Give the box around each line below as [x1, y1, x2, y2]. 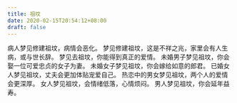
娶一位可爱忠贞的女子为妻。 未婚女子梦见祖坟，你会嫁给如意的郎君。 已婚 [7, 62, 223, 70]
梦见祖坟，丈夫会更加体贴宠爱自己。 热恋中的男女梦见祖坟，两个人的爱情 [13, 70, 228, 79]
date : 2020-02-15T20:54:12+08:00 [7, 17, 107, 24]
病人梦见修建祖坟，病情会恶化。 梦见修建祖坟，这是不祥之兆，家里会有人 [7, 44, 222, 53]
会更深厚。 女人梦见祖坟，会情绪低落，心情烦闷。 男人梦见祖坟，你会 [7, 80, 211, 88]
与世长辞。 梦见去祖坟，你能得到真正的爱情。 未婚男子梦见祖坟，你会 [26, 53, 230, 61]
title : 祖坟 [7, 10, 41, 18]
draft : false [7, 23, 46, 31]
